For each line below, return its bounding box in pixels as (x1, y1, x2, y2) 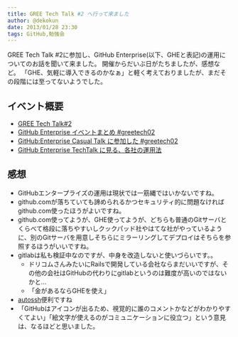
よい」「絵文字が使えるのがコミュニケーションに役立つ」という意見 (30, 313, 226, 321)
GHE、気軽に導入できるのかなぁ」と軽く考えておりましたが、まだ (27, 68, 220, 77)
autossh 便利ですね (17, 295, 72, 304)
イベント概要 (7, 100, 64, 112)
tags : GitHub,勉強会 (7, 30, 65, 38)
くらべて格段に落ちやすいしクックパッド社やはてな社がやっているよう (17, 224, 222, 232)
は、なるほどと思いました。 (17, 321, 99, 331)
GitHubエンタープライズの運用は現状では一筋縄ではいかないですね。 (17, 188, 218, 197)
